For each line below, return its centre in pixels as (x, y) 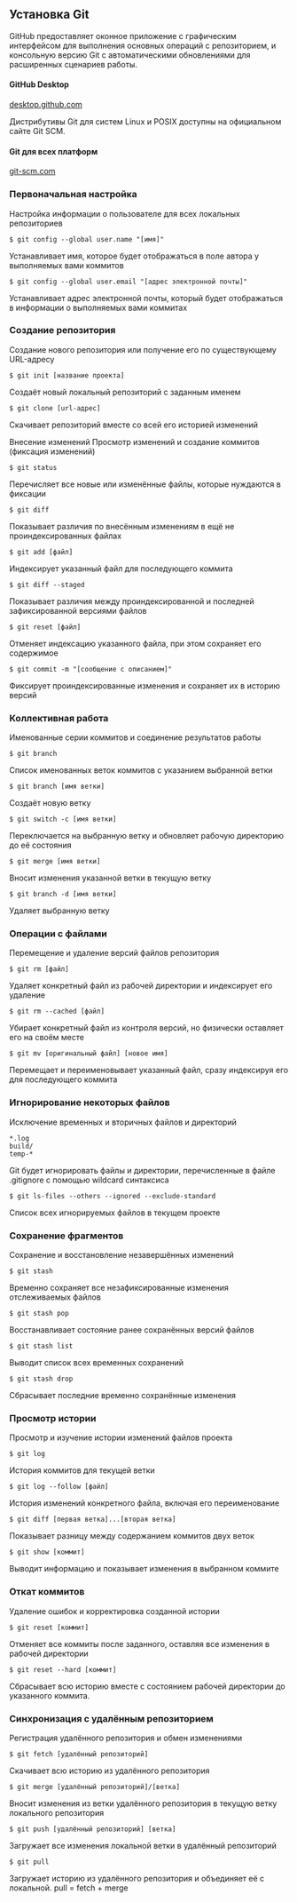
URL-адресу (32, 359)
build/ (21, 1146)
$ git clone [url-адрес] (55, 408)
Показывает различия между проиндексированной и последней (132, 601)
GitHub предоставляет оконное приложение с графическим (123, 36)
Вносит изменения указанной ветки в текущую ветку (110, 878)
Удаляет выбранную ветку (59, 911)
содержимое (34, 653)
